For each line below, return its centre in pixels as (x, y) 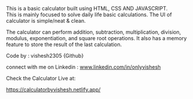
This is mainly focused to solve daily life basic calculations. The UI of (89, 15)
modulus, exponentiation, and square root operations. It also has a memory (96, 38)
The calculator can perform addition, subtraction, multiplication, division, (94, 32)
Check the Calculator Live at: (41, 78)
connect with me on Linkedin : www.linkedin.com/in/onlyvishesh (83, 67)
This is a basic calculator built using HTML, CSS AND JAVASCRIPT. (87, 8)
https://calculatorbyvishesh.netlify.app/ (54, 89)
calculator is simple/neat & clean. (46, 21)
